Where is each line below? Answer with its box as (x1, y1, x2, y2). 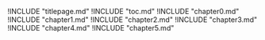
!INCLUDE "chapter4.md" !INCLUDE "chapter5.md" (7, 24, 175, 32)
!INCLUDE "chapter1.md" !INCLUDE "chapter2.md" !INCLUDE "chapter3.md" (7, 15, 258, 24)
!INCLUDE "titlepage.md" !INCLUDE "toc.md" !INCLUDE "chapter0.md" (7, 7, 240, 16)
